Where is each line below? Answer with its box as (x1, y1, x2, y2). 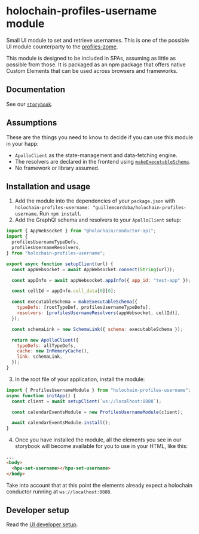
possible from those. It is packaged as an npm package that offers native (6, 61, 186, 68)
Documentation (6, 85, 66, 95)
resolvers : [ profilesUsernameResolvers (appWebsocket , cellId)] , (17, 310, 180, 316)
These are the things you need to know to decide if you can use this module (6, 133, 193, 141)
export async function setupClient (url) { (6, 261, 114, 267)
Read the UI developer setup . (6, 521, 78, 528)
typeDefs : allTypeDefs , (17, 342, 76, 349)
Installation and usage (6, 181, 91, 192)
